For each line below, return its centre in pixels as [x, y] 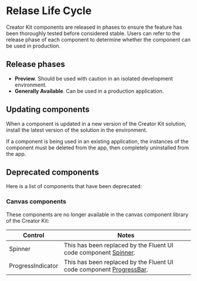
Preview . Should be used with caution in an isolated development [94, 78]
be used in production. [33, 46]
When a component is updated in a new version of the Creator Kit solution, [96, 123]
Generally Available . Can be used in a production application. [89, 91]
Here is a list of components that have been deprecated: [74, 186]
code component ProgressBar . [106, 269]
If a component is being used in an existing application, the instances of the [97, 141]
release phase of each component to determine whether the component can [98, 39]
